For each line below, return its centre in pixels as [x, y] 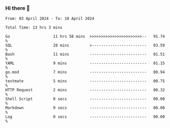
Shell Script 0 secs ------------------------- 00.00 [85, 99]
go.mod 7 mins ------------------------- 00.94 [85, 72]
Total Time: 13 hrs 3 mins [34, 28]
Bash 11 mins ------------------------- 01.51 [85, 55]
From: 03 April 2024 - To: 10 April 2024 [50, 19]
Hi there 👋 [18, 8]
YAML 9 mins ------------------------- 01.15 [85, 63]
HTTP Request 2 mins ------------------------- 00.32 [85, 90]
